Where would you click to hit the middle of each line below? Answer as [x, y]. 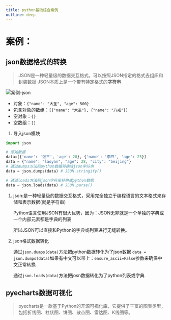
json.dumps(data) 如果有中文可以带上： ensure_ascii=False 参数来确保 [85, 258]
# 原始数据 [16, 152]
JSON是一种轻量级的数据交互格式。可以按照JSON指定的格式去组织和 [91, 75]
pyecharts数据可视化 [39, 293]
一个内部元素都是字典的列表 [42, 219]
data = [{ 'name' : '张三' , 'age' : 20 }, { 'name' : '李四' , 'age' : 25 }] [76, 157]
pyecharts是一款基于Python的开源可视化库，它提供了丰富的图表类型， [92, 306]
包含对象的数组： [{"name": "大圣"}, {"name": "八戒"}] [70, 110]
